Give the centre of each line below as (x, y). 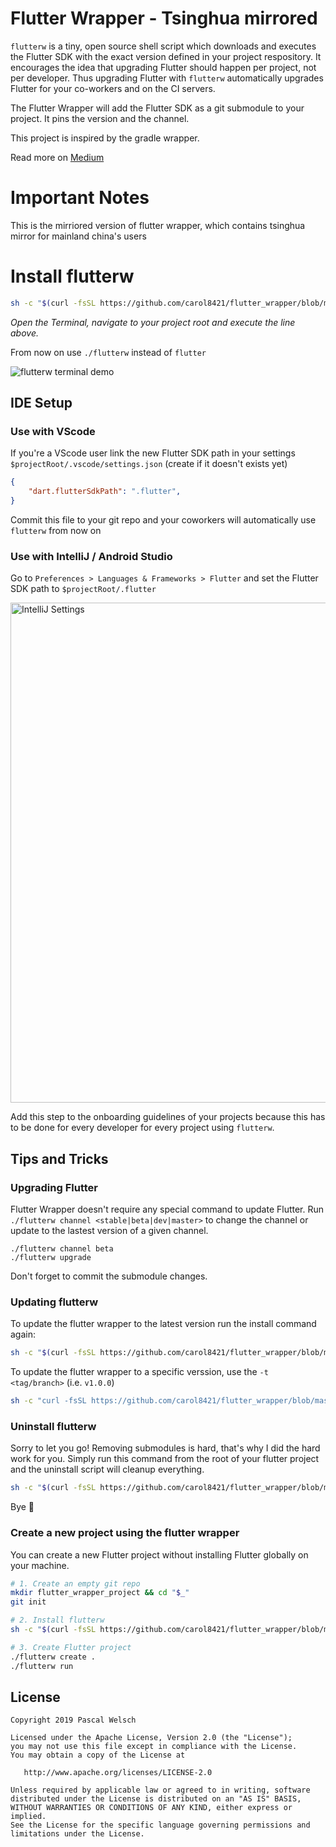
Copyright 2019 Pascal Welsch (73, 1720)
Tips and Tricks (59, 1158)
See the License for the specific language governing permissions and (160, 1825)
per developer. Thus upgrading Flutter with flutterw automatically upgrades (167, 78)
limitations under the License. (77, 1834)
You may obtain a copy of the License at (98, 1755)
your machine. (40, 1565)
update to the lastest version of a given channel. (109, 1230)
